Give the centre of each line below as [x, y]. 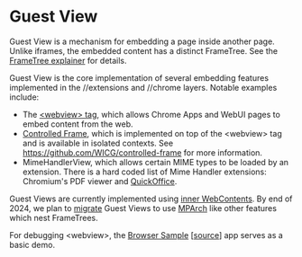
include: [24, 97]
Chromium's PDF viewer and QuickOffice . [100, 181]
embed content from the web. [78, 124]
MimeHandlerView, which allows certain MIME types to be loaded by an [156, 162]
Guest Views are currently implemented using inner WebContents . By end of [151, 199]
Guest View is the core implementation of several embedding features [139, 77]
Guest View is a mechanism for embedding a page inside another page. [142, 41]
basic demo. [32, 244]
